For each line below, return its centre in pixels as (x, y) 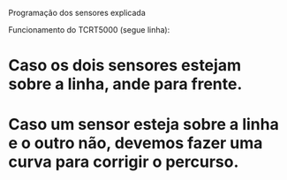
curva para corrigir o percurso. (124, 162)
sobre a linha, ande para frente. (125, 84)
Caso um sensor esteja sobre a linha (143, 125)
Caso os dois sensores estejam (125, 66)
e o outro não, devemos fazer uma (136, 143)
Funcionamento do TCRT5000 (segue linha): (89, 30)
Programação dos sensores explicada (77, 13)
